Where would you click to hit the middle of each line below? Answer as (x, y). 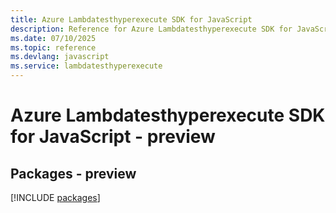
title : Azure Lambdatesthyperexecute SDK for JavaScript (131, 19)
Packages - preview (73, 173)
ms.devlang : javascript (60, 57)
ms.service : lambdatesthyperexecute (86, 66)
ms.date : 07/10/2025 (53, 38)
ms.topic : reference (53, 47)
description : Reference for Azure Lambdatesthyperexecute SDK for (151, 29)
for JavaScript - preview (113, 137)
